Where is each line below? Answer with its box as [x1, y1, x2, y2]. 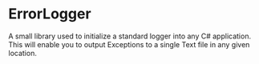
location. [8, 48, 38, 58]
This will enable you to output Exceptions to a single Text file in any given [8, 39, 250, 49]
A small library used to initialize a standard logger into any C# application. [8, 31, 251, 41]
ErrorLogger [8, 5, 91, 23]
